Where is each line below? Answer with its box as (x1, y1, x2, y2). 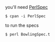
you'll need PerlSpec (5, 4, 48, 10)
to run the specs (5, 22, 39, 28)
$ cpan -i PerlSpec (5, 14, 46, 19)
